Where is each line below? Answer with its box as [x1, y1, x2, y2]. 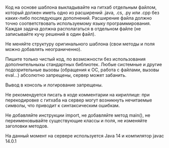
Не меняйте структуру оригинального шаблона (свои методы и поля [5, 41, 155, 47]
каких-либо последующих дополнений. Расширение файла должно [5, 15, 152, 21]
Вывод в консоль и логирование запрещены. [5, 82, 103, 88]
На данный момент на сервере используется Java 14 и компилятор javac [5, 133, 164, 138]
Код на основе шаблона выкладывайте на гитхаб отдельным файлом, [5, 5, 157, 10]
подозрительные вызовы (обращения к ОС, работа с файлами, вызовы [5, 67, 159, 73]
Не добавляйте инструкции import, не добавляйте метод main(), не [5, 112, 151, 118]
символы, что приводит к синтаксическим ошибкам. [5, 103, 120, 108]
